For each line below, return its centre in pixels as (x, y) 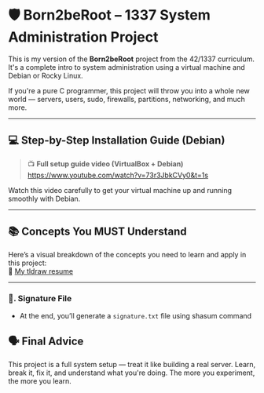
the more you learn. (40, 380)
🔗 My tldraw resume (41, 271)
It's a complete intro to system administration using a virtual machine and (126, 67)
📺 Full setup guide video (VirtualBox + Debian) (105, 164)
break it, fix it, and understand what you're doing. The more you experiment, (132, 373)
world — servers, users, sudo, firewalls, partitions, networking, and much (127, 99)
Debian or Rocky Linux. (46, 75)
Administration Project (83, 37)
